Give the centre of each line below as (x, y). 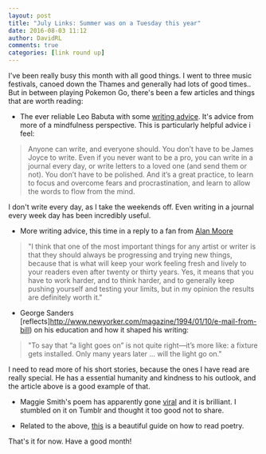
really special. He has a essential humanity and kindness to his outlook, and (132, 378)
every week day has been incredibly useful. (80, 215)
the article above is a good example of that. (79, 386)
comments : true (33, 46)
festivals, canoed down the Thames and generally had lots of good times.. (130, 84)
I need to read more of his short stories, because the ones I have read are (129, 369)
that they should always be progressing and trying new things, (130, 255)
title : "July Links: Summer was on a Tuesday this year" (105, 23)
